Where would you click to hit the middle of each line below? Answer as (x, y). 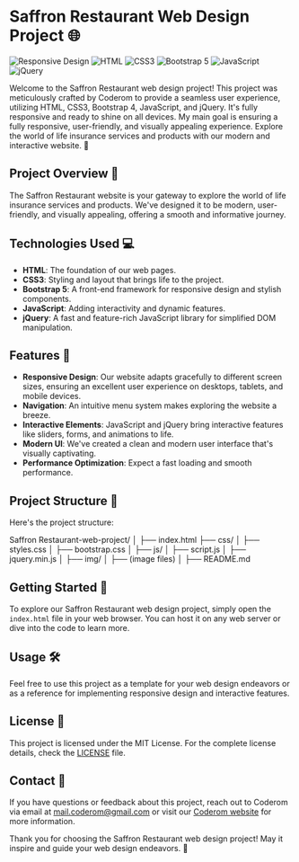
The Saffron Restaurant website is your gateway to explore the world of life (148, 195)
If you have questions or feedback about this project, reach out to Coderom (149, 803)
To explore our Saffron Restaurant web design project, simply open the (141, 609)
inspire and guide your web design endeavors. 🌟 (99, 849)
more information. (42, 822)
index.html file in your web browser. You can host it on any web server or (145, 618)
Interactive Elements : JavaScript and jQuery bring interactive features (153, 425)
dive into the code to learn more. (70, 628)
